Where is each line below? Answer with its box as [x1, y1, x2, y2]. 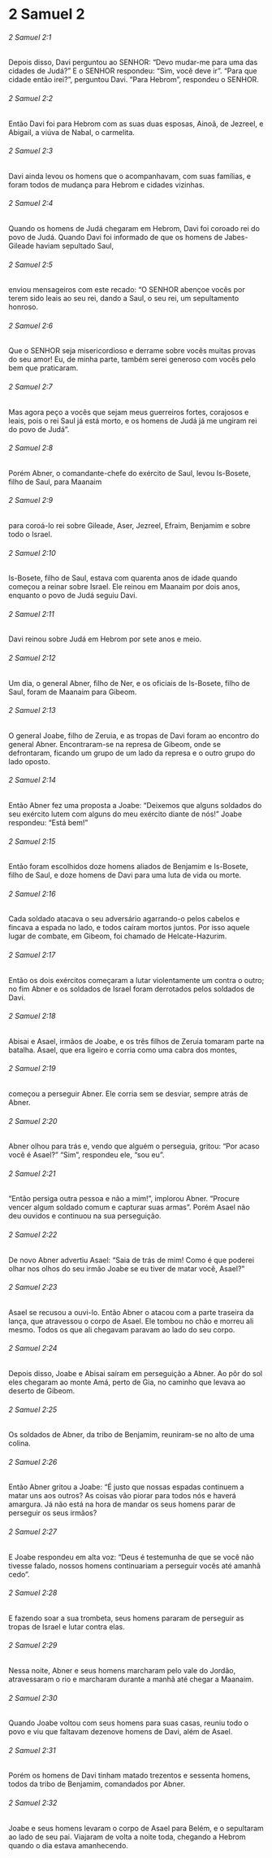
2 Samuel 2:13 [8, 706, 56, 715]
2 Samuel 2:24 [8, 1344, 58, 1353]
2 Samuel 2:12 [8, 653, 56, 663]
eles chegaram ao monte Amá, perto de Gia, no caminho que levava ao [8, 1377, 246, 1388]
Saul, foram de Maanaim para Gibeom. [8, 687, 137, 697]
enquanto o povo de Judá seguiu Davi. [8, 591, 138, 601]
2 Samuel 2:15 [8, 836, 56, 846]
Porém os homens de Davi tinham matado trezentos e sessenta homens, [8, 1771, 251, 1781]
